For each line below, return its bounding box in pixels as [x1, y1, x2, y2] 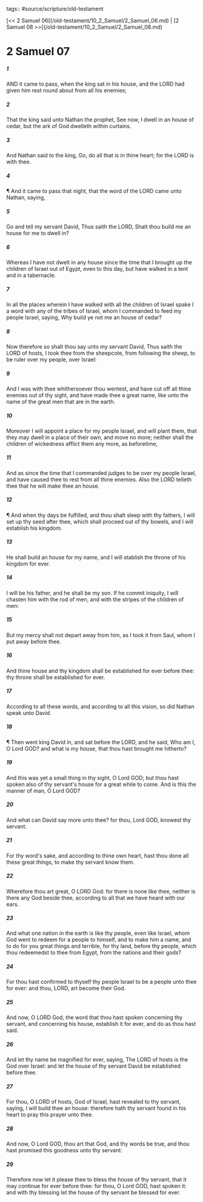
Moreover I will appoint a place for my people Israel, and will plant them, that [6, 427, 197, 434]
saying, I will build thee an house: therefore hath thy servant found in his [6, 1105, 187, 1112]
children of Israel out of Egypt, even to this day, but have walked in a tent [6, 265, 188, 272]
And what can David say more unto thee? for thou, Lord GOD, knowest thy [6, 816, 191, 824]
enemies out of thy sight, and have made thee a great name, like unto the [6, 391, 189, 398]
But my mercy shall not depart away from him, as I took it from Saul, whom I [6, 631, 196, 638]
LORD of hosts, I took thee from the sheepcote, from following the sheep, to [6, 349, 196, 357]
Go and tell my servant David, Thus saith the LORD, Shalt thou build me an [6, 223, 191, 230]
